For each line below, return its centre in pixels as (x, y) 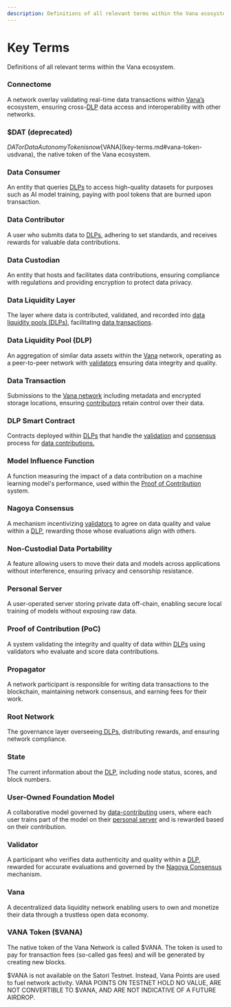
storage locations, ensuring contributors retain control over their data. (106, 403)
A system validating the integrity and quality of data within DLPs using (106, 644)
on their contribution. (37, 826)
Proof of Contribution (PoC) (54, 629)
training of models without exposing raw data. (72, 611)
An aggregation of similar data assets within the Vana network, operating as (114, 355)
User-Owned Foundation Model (61, 797)
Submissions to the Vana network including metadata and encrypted (104, 395)
